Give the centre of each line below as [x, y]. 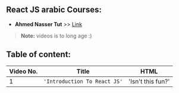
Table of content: [39, 55]
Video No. [23, 71]
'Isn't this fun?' [149, 81]
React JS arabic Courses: [54, 10]
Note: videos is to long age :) [56, 36]
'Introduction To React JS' [83, 81]
